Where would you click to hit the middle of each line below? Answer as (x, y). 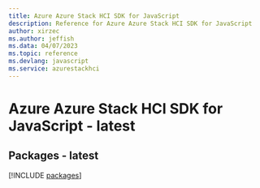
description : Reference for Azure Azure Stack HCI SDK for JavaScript (130, 23)
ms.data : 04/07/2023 (43, 46)
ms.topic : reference (43, 53)
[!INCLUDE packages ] (45, 175)
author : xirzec (34, 31)
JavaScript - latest (72, 126)
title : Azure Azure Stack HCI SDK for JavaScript (94, 16)
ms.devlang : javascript (49, 62)
